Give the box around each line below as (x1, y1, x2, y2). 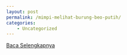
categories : (6, 20, 36, 26)
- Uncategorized (17, 25, 58, 32)
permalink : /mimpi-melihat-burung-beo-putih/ (6, 14, 121, 20)
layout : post (6, 8, 39, 15)
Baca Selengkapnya (6, 42, 55, 49)
